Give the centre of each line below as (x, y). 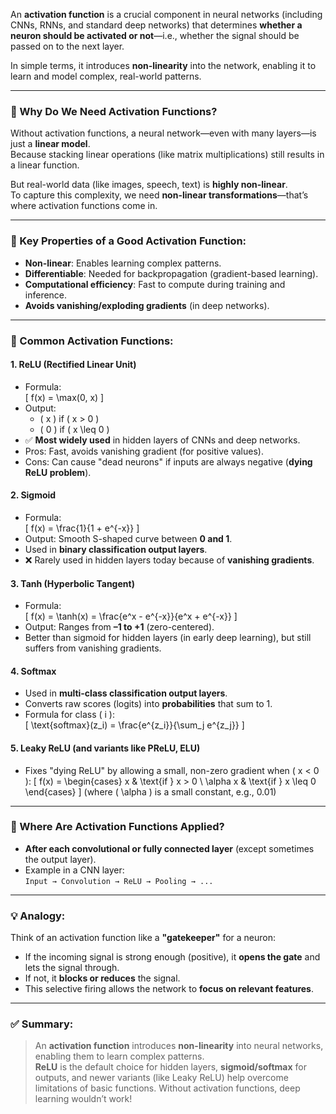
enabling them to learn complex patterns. (119, 1056)
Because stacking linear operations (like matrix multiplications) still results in (167, 155)
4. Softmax (33, 671)
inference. (46, 295)
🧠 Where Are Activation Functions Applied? (117, 827)
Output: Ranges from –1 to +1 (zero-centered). (119, 627)
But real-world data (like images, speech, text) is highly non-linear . (149, 185)
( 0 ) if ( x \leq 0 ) (74, 429)
